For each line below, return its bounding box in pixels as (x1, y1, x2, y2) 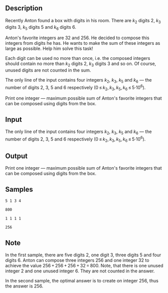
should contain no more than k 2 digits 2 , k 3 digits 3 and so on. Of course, (5, 60, 156, 68)
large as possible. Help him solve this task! (5, 45, 93, 52)
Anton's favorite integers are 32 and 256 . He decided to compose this (5, 35, 149, 41)
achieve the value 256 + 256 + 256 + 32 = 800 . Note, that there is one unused (5, 262, 163, 268)
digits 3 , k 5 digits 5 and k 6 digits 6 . (5, 24, 77, 31)
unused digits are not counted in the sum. (5, 67, 91, 74)
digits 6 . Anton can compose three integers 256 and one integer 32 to (5, 257, 149, 263)
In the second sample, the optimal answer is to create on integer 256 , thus (5, 277, 159, 283)
